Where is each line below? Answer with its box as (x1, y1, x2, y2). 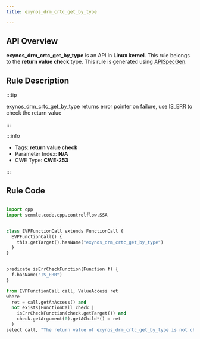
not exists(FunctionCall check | (11, 305, 95, 311)
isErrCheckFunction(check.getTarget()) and (17, 310, 127, 316)
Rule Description (6, 75, 70, 85)
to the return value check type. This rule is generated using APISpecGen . (6, 58, 187, 66)
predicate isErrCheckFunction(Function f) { (6, 266, 118, 272)
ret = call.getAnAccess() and (11, 299, 86, 305)
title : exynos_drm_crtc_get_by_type (6, 8, 97, 15)
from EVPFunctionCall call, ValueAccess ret (6, 288, 118, 294)
